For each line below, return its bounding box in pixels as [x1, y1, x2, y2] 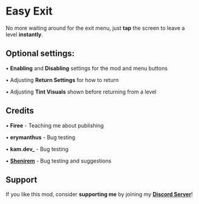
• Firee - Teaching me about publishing [5, 121, 104, 129]
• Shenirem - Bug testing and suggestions [5, 157, 112, 165]
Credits [5, 106, 34, 116]
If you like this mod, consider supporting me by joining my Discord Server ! [5, 191, 193, 198]
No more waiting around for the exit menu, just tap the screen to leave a [5, 24, 185, 32]
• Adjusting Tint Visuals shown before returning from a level [5, 88, 157, 95]
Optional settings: [5, 49, 75, 59]
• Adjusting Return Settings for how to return [5, 76, 119, 83]
